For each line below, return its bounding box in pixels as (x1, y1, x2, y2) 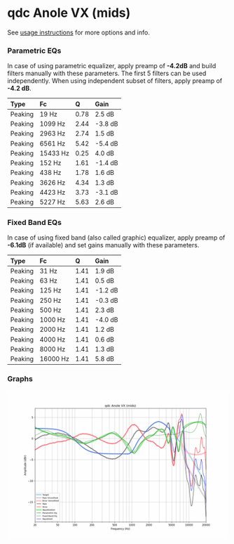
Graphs (7, 374, 33, 384)
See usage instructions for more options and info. (7, 28, 151, 37)
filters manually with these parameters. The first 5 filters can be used (7, 69, 207, 78)
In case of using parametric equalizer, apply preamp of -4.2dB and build (7, 62, 216, 70)
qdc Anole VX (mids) (7, 5, 131, 21)
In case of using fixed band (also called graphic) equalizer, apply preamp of (7, 233, 226, 242)
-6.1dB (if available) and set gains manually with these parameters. (7, 241, 200, 250)
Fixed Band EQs (7, 217, 62, 227)
